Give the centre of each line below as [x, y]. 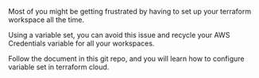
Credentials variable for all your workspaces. [81, 43]
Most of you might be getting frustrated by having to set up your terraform [130, 11]
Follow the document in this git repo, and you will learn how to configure [126, 59]
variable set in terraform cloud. [59, 67]
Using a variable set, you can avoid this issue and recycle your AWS [119, 35]
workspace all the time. [46, 20]
